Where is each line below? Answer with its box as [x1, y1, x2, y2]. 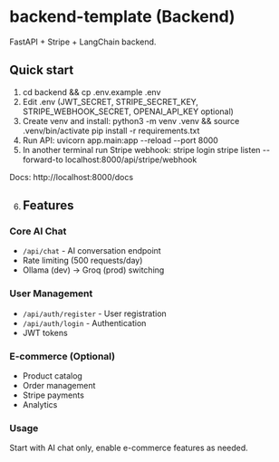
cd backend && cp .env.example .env [22, 86, 161, 97]
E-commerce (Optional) [9, 350, 116, 362]
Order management [22, 380, 96, 391]
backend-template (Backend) [9, 6, 236, 27]
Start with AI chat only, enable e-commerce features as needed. [9, 442, 249, 454]
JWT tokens [22, 327, 68, 338]
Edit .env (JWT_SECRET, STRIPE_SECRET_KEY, [22, 96, 199, 107]
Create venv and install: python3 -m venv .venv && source [22, 115, 240, 126]
